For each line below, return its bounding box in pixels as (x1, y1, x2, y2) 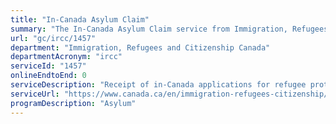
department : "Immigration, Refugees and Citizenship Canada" (10, 42, 271, 53)
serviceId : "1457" (10, 61, 87, 71)
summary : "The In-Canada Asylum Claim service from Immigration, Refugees (10, 24, 329, 34)
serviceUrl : (10, 89, 60, 99)
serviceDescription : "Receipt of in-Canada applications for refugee (10, 80, 307, 90)
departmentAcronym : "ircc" (10, 52, 123, 62)
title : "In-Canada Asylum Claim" (10, 14, 150, 25)
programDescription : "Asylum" (10, 98, 137, 108)
